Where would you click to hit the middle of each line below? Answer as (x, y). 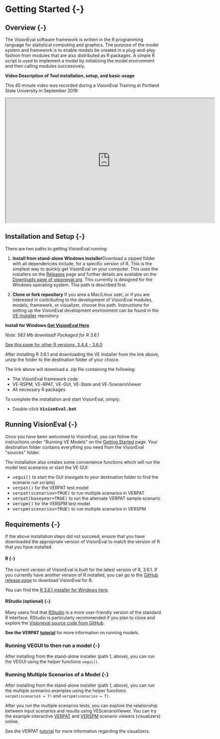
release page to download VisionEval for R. (49, 580)
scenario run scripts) (34, 482)
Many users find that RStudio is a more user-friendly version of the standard (83, 612)
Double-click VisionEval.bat (44, 409)
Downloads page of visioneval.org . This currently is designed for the (82, 279)
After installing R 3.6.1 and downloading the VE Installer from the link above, (82, 354)
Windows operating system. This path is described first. (70, 285)
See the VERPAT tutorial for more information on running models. (72, 632)
